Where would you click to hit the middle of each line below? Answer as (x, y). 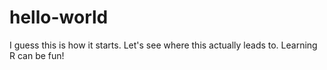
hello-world (59, 17)
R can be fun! (37, 55)
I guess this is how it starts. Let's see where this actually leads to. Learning (163, 45)
